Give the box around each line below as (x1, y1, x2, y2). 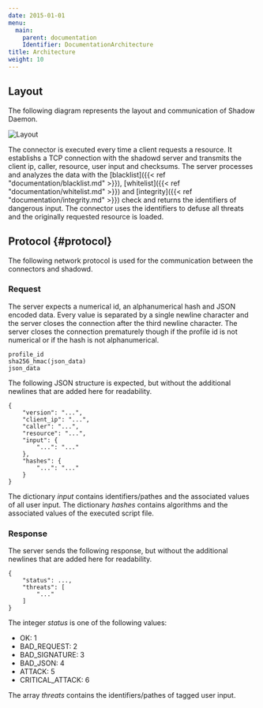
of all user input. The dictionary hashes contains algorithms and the (8, 500, 228, 509)
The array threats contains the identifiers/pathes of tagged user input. (8, 691, 236, 700)
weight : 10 (8, 56, 44, 64)
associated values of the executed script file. (8, 508, 154, 518)
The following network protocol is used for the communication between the (8, 256, 254, 265)
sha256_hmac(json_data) (8, 357, 87, 365)
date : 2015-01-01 (8, 11, 66, 20)
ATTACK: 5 (19, 667, 55, 676)
